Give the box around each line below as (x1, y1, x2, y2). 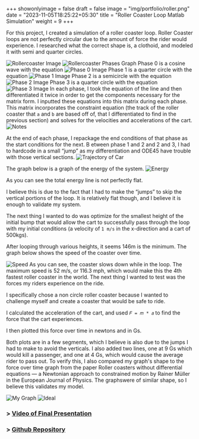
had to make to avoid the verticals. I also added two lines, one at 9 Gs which (6, 345, 192, 352)
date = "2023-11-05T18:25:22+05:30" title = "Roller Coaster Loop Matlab (6, 11, 185, 18)
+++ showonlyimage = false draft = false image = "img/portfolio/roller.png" (6, 5, 190, 12)
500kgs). (6, 232, 29, 238)
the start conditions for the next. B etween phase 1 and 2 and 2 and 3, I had (6, 141, 190, 148)
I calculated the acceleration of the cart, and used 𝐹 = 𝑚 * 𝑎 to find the (6, 309, 181, 316)
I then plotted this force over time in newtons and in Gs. (6, 327, 142, 334)
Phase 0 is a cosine (137, 60, 185, 67)
